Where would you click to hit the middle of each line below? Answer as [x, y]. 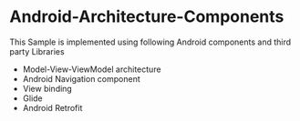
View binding [47, 88]
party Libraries [37, 51]
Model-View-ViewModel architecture [92, 69]
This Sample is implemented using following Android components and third [150, 42]
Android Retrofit [52, 107]
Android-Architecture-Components [147, 17]
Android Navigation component [82, 78]
